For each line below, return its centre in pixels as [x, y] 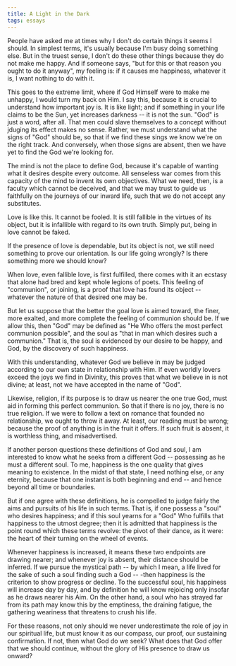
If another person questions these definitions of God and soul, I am [105, 449]
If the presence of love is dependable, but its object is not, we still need [111, 245]
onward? [20, 655]
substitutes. [24, 203]
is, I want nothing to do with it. [51, 78]
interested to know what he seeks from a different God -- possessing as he [116, 457]
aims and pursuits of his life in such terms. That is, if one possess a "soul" [114, 508]
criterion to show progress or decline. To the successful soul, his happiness [117, 582]
